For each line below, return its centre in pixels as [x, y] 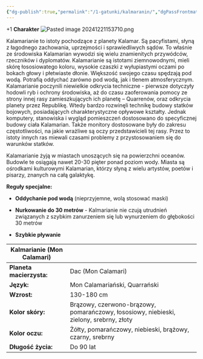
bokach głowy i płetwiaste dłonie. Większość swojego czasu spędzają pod [99, 73]
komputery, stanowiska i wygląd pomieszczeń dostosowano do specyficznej [101, 118]
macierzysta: [28, 275]
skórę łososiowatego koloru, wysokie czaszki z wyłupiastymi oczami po [95, 67]
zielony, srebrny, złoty [101, 320]
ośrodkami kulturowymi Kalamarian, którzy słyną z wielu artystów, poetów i [100, 168]
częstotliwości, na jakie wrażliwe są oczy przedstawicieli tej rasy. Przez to [98, 131]
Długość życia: [31, 347]
